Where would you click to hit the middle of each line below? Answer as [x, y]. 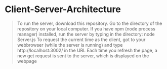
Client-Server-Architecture [63, 9]
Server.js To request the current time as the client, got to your [81, 40]
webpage [27, 61]
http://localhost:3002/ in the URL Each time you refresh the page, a [87, 50]
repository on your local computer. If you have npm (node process [86, 28]
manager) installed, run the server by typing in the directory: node [86, 34]
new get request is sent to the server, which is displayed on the [83, 56]
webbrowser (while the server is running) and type [70, 45]
